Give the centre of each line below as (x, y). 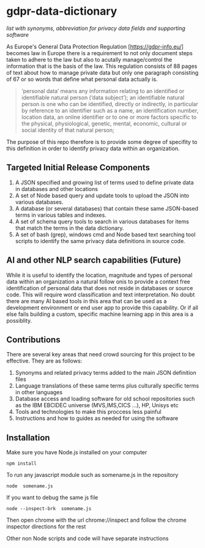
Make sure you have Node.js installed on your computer (77, 452)
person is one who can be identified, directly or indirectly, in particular (110, 104)
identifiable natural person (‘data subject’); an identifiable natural (103, 97)
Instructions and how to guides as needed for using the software (97, 418)
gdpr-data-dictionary (62, 11)
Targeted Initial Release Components (78, 167)
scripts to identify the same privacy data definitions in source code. (100, 241)
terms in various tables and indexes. (61, 215)
